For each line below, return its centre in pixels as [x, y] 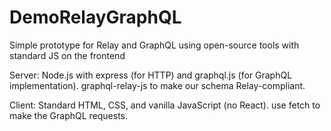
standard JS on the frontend [67, 55]
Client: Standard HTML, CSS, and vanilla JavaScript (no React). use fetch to [165, 105]
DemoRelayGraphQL [95, 17]
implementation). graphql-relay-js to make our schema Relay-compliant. [157, 85]
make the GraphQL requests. [69, 115]
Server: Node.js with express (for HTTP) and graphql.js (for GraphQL [151, 75]
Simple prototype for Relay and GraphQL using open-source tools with [154, 45]
